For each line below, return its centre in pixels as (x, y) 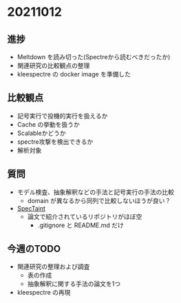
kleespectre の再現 (44, 293)
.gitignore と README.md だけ (81, 225)
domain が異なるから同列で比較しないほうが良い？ (99, 200)
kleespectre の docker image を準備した (74, 74)
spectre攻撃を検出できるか (55, 141)
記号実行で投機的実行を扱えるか (62, 116)
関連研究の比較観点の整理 (53, 65)
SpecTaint (31, 208)
